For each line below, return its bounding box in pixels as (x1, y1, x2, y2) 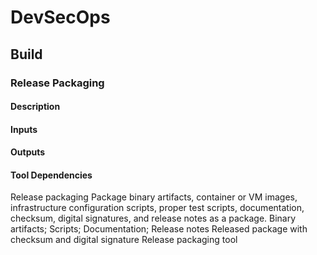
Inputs (10, 123, 38, 135)
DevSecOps (10, 6, 111, 29)
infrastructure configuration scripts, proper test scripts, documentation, (10, 202, 305, 214)
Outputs (10, 146, 46, 158)
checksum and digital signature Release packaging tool (10, 234, 238, 246)
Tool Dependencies (10, 169, 93, 181)
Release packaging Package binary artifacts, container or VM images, (10, 191, 298, 203)
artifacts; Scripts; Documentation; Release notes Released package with (10, 223, 308, 235)
